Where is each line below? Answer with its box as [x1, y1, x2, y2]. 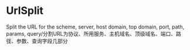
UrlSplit [6, 4, 44, 17]
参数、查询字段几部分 [16, 37, 68, 44]
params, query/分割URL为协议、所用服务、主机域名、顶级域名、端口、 [6, 30, 177, 37]
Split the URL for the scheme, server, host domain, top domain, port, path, [6, 23, 185, 30]
